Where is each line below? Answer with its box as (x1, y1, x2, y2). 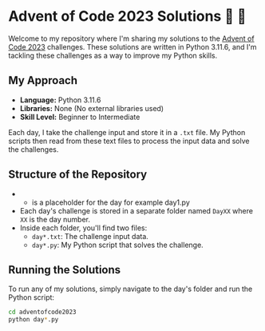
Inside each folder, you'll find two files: (19, 223, 148, 233)
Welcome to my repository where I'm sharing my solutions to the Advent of (8, 34, 255, 43)
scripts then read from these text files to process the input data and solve (8, 136, 250, 146)
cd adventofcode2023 (8, 308, 77, 317)
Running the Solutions (8, 263, 121, 277)
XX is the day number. (19, 214, 90, 224)
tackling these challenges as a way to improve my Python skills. (8, 50, 218, 60)
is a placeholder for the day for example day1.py (31, 197, 190, 207)
